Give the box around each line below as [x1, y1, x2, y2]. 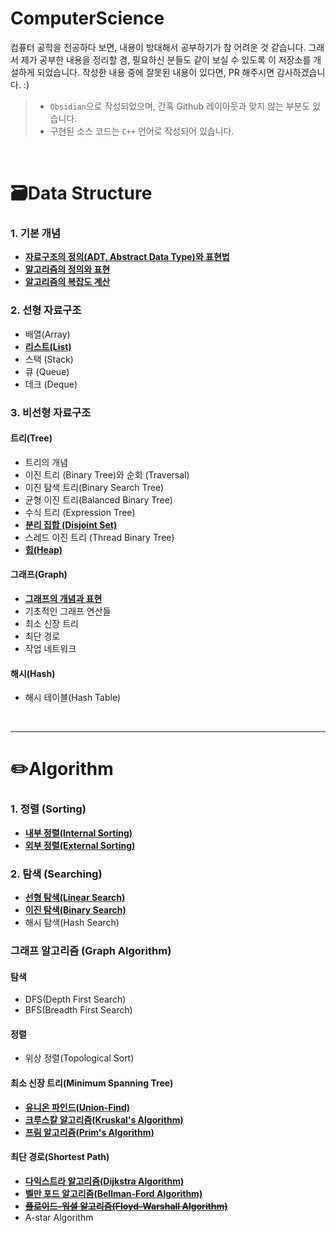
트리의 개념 [24, 456, 69, 468]
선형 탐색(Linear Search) [24, 892, 126, 904]
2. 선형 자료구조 [10, 303, 82, 317]
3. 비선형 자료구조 [10, 405, 92, 419]
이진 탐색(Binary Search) [24, 904, 127, 916]
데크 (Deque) [24, 378, 78, 390]
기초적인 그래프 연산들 [24, 605, 112, 617]
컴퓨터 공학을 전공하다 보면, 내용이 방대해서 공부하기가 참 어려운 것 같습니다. [10, 41, 307, 53]
